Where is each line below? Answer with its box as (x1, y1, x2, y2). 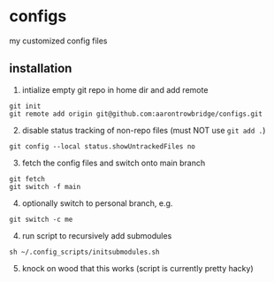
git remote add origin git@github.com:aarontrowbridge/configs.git (9, 109, 263, 118)
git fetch (9, 174, 46, 183)
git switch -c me (9, 215, 73, 224)
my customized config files (9, 35, 108, 46)
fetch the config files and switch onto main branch (21, 157, 206, 168)
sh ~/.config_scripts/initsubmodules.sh (9, 248, 161, 256)
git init (9, 102, 42, 111)
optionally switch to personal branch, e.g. (21, 197, 173, 209)
